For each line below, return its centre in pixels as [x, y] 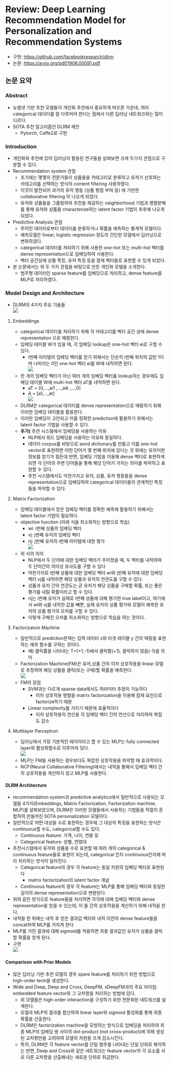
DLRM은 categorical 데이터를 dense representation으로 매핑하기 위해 [91, 406]
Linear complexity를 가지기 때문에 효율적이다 [73, 708]
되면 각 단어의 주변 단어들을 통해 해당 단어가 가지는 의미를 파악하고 [94, 463]
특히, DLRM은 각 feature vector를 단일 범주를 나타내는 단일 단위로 [86, 1044]
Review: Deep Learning [55, 9]
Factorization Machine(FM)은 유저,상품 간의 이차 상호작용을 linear [87, 664]
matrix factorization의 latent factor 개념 [69, 880]
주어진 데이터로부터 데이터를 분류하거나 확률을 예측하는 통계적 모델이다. [91, 228]
